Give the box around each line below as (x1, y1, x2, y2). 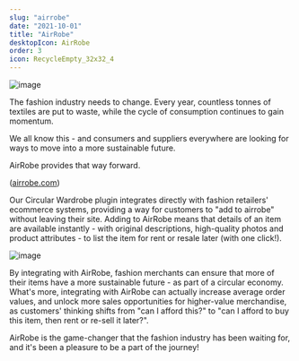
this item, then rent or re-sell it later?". (9, 315, 150, 325)
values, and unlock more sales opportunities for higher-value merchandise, (9, 297, 287, 306)
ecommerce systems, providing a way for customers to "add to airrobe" (9, 204, 275, 215)
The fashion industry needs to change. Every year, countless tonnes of (9, 97, 271, 107)
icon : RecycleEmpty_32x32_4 (9, 55, 115, 64)
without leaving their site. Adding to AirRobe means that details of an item (9, 214, 281, 224)
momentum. (9, 116, 54, 126)
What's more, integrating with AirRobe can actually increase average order (9, 287, 286, 297)
